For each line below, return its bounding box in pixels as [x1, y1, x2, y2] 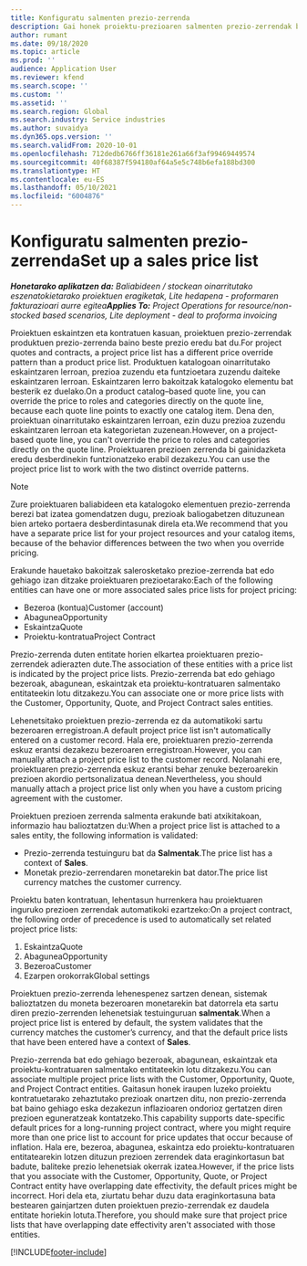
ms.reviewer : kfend [10, 73, 85, 82]
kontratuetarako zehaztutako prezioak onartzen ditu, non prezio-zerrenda [10, 1092, 287, 1103]
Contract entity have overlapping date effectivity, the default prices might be [10, 1180, 298, 1191]
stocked [10, 310, 41, 321]
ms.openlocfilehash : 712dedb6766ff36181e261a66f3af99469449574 [10, 149, 256, 158]
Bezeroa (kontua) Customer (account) [23, 602, 164, 613]
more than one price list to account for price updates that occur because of [10, 1132, 293, 1143]
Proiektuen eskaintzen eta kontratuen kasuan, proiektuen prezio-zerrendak [10, 327, 292, 338]
